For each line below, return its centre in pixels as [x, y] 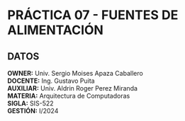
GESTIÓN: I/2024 [33, 111]
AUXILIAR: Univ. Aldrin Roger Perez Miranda [73, 88]
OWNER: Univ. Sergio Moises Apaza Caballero [75, 73]
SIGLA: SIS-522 [31, 103]
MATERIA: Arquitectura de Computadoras [69, 96]
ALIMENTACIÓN [56, 30]
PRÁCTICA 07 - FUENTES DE [93, 15]
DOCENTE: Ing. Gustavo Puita [51, 81]
